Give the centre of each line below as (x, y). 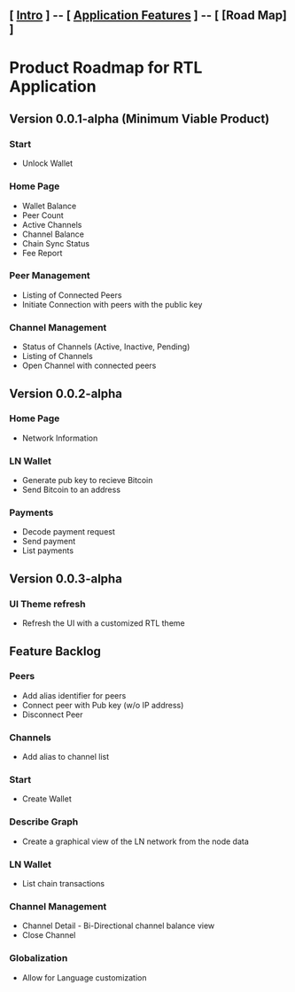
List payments (47, 551)
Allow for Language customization (84, 977)
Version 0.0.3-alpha (66, 578)
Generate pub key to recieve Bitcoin (87, 480)
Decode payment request (68, 532)
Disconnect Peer (52, 715)
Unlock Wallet (47, 163)
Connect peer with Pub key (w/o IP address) (103, 705)
